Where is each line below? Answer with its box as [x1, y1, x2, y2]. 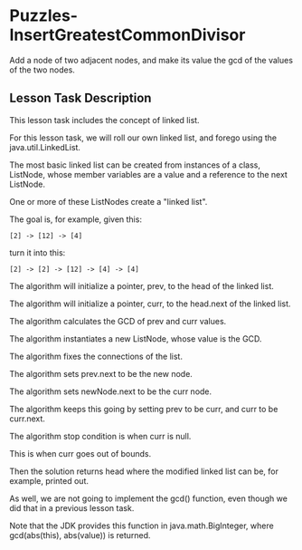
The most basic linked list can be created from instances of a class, [9, 159, 260, 170]
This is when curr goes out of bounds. [9, 448, 152, 458]
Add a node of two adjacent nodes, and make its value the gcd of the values [9, 54, 294, 65]
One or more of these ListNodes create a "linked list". [9, 196, 208, 207]
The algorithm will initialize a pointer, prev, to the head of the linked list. [9, 280, 274, 291]
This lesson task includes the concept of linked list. [9, 114, 201, 125]
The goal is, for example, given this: [9, 214, 143, 225]
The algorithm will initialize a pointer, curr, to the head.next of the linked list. [9, 298, 291, 309]
